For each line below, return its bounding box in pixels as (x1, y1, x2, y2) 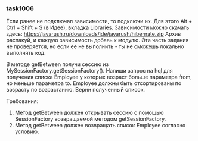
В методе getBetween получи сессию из (6, 61, 109, 68)
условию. (14, 128, 39, 135)
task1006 (6, 4, 34, 12)
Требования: (6, 98, 39, 105)
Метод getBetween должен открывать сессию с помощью (14, 109, 164, 117)
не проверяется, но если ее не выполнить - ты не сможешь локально (6, 43, 184, 50)
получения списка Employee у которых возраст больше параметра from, (6, 73, 193, 81)
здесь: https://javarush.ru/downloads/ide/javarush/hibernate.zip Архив (6, 30, 181, 37)
